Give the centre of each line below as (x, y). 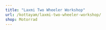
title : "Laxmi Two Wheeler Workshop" (45, 10)
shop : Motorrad (21, 19)
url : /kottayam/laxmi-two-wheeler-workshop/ (53, 15)
